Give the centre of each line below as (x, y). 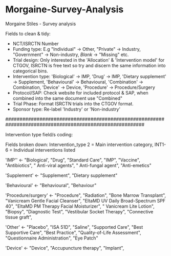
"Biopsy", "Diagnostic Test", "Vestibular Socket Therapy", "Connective (79, 211)
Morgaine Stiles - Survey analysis (41, 24)
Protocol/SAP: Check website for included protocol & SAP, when (80, 93)
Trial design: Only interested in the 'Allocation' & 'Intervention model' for (89, 60)
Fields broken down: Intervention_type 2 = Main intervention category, (79, 144)
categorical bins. (30, 71)
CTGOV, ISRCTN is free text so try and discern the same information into (89, 65)
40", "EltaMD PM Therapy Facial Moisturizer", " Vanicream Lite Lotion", (80, 206)
